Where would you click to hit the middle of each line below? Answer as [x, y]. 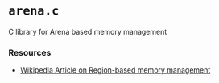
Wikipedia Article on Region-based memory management [115, 70]
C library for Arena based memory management [88, 31]
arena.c [34, 11]
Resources [30, 52]
